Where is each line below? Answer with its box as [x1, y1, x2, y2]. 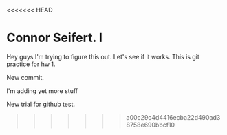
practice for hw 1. [6, 60, 56, 68]
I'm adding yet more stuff [6, 86, 78, 95]
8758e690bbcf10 [126, 121, 175, 129]
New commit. [6, 73, 44, 81]
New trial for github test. [6, 100, 76, 108]
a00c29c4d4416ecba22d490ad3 [126, 113, 221, 121]
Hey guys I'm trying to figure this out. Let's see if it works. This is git [6, 52, 200, 61]
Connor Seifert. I [6, 30, 102, 45]
